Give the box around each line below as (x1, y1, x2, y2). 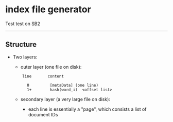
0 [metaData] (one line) (26, 83, 99, 88)
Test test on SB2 (5, 21, 40, 27)
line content (22, 73, 64, 79)
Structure (5, 40, 37, 49)
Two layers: (12, 54, 38, 60)
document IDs (28, 111, 58, 117)
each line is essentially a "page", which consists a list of (28, 106, 147, 112)
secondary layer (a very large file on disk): (20, 96, 111, 102)
